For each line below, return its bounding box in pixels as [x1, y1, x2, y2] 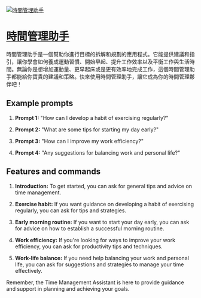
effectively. [14, 267, 42, 274]
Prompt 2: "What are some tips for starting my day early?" [14, 126, 159, 133]
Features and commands [6, 167, 100, 177]
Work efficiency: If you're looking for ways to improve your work [14, 236, 175, 243]
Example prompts [6, 98, 74, 109]
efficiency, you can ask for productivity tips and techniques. [14, 243, 163, 250]
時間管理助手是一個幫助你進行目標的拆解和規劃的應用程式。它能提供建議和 [6, 50, 190, 58]
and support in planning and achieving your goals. [6, 285, 130, 292]
